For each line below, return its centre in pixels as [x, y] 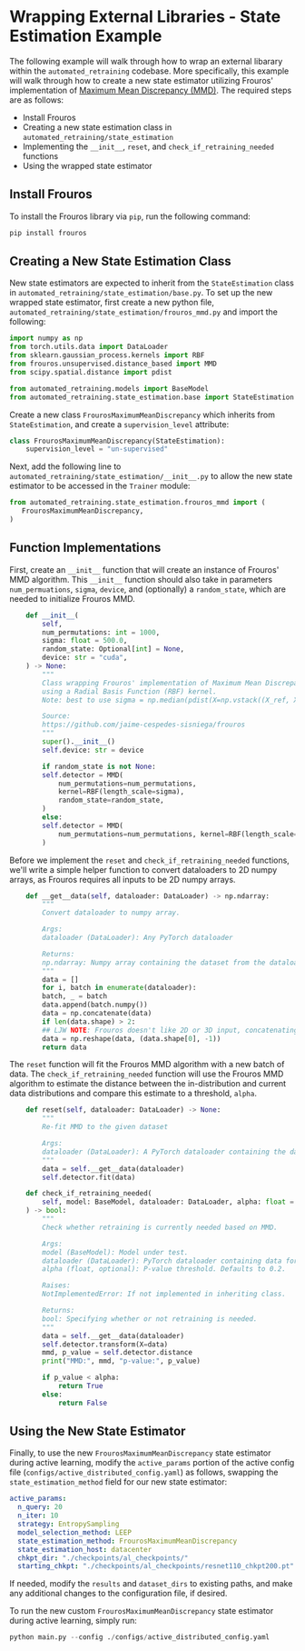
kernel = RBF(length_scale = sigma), [121, 792]
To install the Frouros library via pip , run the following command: [130, 216]
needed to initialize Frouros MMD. [73, 598]
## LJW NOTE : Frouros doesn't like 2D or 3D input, [142, 1030]
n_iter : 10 [38, 1516]
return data [65, 1047]
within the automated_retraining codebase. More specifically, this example [149, 71]
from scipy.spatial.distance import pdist [91, 372]
